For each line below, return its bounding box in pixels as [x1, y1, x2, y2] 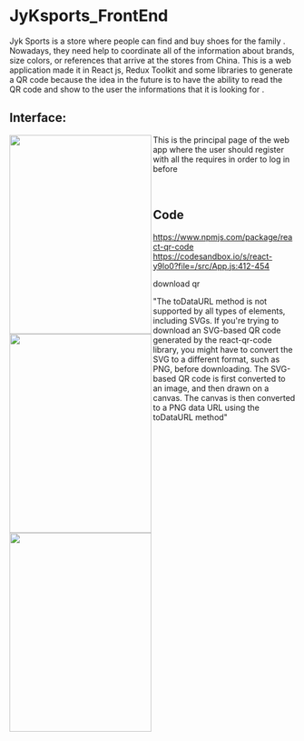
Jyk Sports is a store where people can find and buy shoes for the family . [9, 35, 286, 46]
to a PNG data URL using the [152, 402, 260, 413]
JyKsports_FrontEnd [9, 5, 169, 26]
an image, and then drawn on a [152, 383, 270, 394]
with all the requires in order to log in [152, 154, 290, 165]
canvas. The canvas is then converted [152, 392, 296, 403]
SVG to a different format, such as [152, 354, 280, 365]
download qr [152, 278, 201, 289]
